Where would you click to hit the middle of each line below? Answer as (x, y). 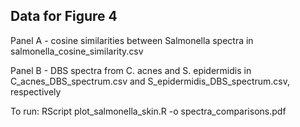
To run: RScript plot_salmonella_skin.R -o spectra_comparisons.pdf (148, 111)
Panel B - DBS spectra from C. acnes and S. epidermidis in (131, 70)
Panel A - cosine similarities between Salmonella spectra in (132, 40)
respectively (36, 91)
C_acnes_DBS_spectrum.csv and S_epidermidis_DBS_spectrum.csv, (150, 81)
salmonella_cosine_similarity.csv (77, 51)
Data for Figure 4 (64, 16)
